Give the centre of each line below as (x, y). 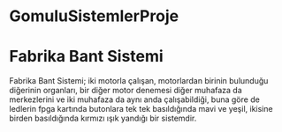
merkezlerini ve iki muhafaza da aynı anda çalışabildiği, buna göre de (135, 99)
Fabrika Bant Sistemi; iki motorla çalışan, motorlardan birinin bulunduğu (139, 81)
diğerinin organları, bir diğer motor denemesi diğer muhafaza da (126, 91)
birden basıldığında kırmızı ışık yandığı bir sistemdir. (103, 118)
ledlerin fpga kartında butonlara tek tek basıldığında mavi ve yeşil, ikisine (141, 109)
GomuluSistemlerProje (94, 16)
